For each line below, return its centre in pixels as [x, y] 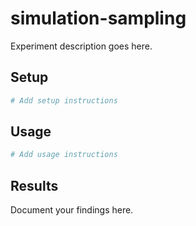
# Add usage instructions [64, 155]
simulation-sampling [98, 18]
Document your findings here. [72, 210]
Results [34, 185]
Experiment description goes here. [81, 46]
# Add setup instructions [64, 100]
